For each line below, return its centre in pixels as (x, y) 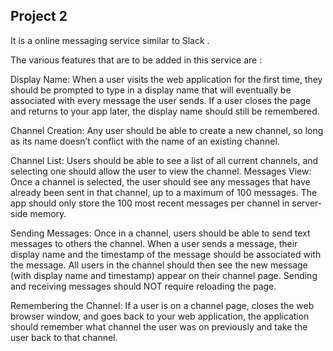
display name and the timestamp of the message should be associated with (166, 254)
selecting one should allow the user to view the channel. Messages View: (161, 171)
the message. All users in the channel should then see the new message (159, 265)
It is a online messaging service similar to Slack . (110, 40)
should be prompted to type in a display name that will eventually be (151, 90)
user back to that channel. (64, 337)
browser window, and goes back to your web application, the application (160, 316)
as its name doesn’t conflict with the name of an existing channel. (145, 141)
